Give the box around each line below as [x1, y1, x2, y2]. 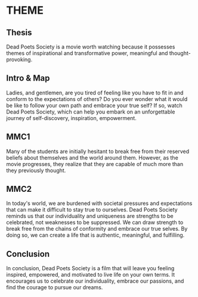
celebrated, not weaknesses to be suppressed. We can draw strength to [6, 219, 184, 226]
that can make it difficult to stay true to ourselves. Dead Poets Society [6, 206, 178, 213]
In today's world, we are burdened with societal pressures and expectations [6, 200, 193, 207]
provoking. [6, 56, 33, 63]
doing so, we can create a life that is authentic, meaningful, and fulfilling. [6, 231, 185, 239]
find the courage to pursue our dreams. [6, 284, 103, 291]
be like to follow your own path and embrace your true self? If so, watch [6, 102, 183, 109]
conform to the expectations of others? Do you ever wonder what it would [6, 95, 188, 102]
